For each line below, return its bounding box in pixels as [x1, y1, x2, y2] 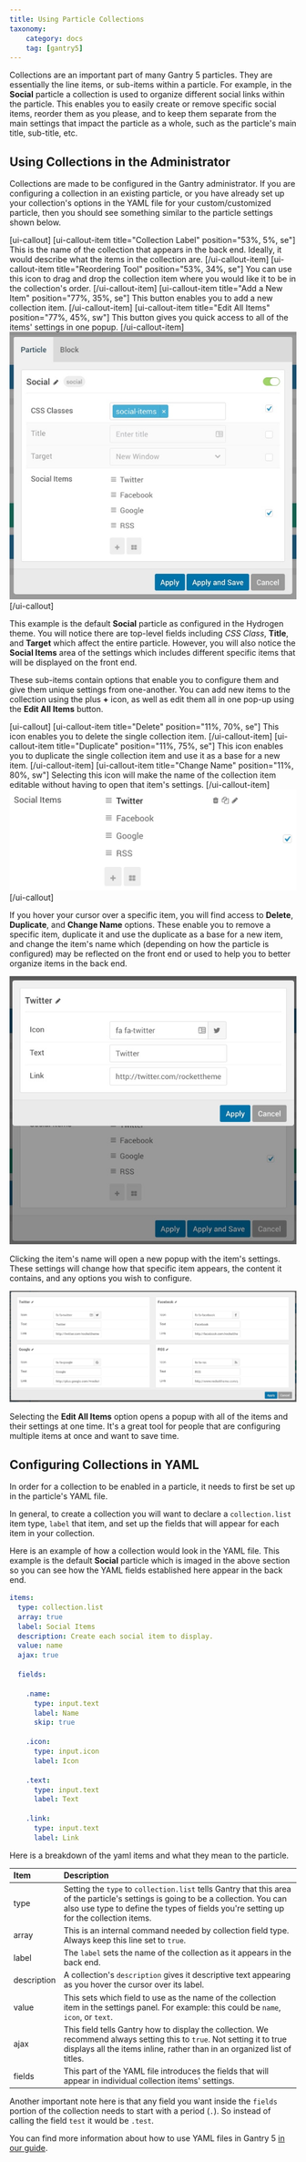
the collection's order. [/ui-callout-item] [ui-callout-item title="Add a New [9, 283, 283, 294]
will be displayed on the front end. [9, 657, 138, 668]
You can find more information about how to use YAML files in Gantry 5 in [9, 2132, 285, 2144]
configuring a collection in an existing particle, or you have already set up [9, 188, 285, 199]
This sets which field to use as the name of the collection [63, 1992, 277, 2003]
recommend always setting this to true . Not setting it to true [63, 2034, 287, 2045]
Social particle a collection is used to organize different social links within [9, 89, 285, 100]
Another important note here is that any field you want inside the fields [9, 2096, 278, 2106]
